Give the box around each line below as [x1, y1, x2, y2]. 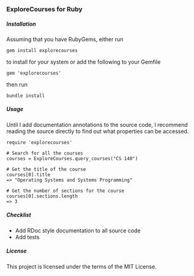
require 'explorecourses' [6, 139, 72, 145]
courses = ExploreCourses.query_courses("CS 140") [6, 155, 138, 161]
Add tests [15, 233, 40, 240]
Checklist [6, 211, 32, 219]
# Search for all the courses [6, 150, 84, 156]
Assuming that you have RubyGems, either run [6, 36, 124, 43]
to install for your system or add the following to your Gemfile [6, 58, 161, 66]
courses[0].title [6, 171, 51, 178]
